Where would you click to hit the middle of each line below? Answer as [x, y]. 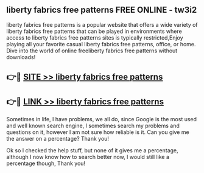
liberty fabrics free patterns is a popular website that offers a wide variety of [102, 24]
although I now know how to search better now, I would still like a [88, 157]
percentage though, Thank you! [46, 163]
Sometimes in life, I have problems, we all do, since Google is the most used [101, 119]
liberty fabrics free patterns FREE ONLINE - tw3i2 [102, 10]
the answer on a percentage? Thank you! [58, 139]
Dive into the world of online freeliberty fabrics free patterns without [92, 51]
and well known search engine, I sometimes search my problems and [93, 126]
